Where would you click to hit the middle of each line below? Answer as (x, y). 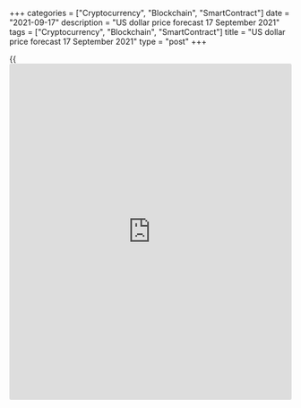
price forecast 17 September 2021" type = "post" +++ (108, 41)
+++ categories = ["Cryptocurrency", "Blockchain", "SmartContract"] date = (150, 13)
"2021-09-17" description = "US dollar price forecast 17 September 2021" (145, 22)
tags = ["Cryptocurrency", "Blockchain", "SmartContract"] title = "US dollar (147, 32)
